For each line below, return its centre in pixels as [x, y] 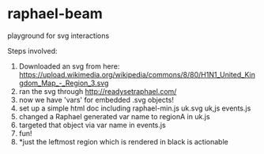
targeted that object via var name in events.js [92, 125]
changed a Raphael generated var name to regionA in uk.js [114, 116]
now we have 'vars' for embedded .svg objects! [96, 100]
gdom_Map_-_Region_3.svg [64, 83]
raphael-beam [55, 14]
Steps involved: [32, 51]
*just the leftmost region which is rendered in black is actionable [123, 141]
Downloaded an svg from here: [69, 66]
